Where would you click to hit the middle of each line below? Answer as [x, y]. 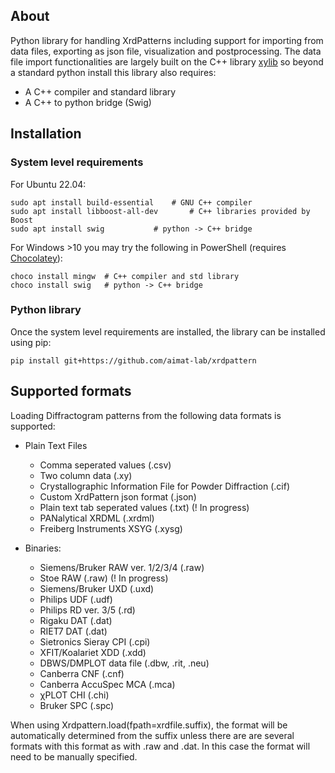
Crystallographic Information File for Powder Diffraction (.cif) [165, 486]
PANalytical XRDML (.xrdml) [97, 518]
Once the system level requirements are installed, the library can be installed [168, 331]
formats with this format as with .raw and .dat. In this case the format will [160, 746]
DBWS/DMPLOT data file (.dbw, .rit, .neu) [124, 663]
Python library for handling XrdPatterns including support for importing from [167, 40]
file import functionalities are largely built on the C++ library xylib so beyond [167, 61]
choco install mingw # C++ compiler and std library [125, 276]
